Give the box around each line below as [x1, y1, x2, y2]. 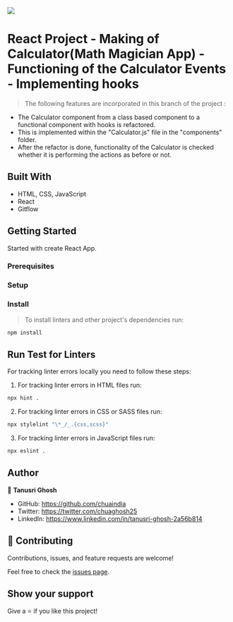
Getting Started [7, 225, 77, 237]
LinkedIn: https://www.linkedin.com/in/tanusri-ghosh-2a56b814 [17, 514, 203, 522]
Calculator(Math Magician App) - [7, 46, 205, 62]
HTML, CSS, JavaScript [17, 189, 87, 198]
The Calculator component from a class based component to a [17, 113, 200, 121]
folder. [17, 135, 37, 144]
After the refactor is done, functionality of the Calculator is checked [17, 143, 214, 151]
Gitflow [17, 205, 39, 213]
